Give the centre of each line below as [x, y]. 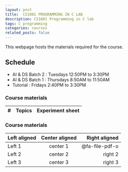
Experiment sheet [58, 111]
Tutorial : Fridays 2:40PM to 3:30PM [49, 85]
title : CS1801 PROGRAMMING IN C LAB [44, 14]
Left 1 [14, 146]
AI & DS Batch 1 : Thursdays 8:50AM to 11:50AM [61, 79]
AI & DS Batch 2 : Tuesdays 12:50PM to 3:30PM [61, 74]
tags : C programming [26, 24]
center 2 [59, 154]
